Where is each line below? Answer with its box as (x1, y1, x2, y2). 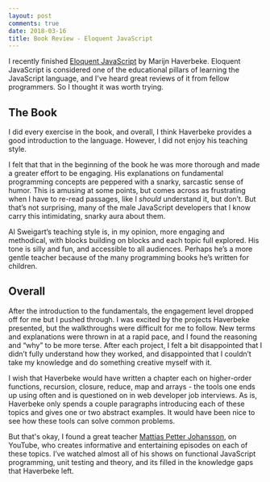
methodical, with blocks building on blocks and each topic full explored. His (8, 236, 260, 245)
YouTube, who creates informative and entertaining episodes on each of (8, 440, 248, 450)
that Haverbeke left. (8, 466, 74, 476)
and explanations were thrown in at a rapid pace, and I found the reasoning (8, 332, 258, 342)
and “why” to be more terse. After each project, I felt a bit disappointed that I (8, 340, 263, 350)
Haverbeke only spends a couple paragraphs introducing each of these (8, 399, 246, 409)
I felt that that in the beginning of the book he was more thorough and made (8, 160, 260, 170)
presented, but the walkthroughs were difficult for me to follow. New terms (8, 323, 255, 333)
